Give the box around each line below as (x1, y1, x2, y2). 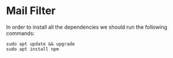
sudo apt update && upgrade (6, 41, 75, 47)
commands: (6, 29, 35, 36)
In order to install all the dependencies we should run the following (6, 23, 168, 30)
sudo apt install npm (6, 46, 59, 52)
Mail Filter (6, 4, 56, 18)
